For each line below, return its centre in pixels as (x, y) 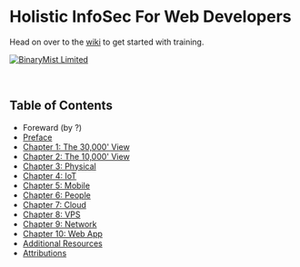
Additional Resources (62, 243)
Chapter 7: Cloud (54, 204)
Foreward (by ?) (52, 127)
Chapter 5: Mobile (56, 185)
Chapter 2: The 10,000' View (76, 156)
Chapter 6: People (56, 195)
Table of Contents (61, 106)
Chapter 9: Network (60, 223)
